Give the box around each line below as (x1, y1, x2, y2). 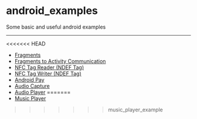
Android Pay (14, 76, 45, 83)
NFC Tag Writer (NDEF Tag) (14, 70, 82, 77)
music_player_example (108, 106, 163, 113)
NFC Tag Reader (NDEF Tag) (14, 64, 84, 71)
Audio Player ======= (14, 89, 71, 96)
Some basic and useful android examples (6, 23, 106, 30)
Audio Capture (14, 82, 50, 89)
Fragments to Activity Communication (14, 57, 106, 65)
